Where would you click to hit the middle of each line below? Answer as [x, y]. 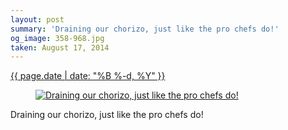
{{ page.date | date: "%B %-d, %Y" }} [88, 76]
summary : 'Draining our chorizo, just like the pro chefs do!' [145, 29]
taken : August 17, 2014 [60, 47]
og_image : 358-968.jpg [57, 38]
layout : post [37, 19]
